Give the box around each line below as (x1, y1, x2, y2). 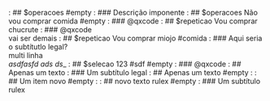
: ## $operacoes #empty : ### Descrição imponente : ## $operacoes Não (8, 8, 259, 17)
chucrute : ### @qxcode (8, 25, 92, 34)
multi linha (8, 51, 43, 60)
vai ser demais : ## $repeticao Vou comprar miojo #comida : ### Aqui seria (8, 33, 263, 43)
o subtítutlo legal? (8, 42, 68, 52)
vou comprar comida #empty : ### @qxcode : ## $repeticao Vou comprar (8, 16, 258, 26)
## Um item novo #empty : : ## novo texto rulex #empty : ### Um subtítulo (8, 77, 261, 86)
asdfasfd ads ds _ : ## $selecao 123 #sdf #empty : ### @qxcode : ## (8, 59, 242, 69)
